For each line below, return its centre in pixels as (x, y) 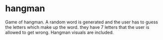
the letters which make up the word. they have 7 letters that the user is (77, 27)
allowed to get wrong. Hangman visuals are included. (60, 32)
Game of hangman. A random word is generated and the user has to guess (81, 22)
